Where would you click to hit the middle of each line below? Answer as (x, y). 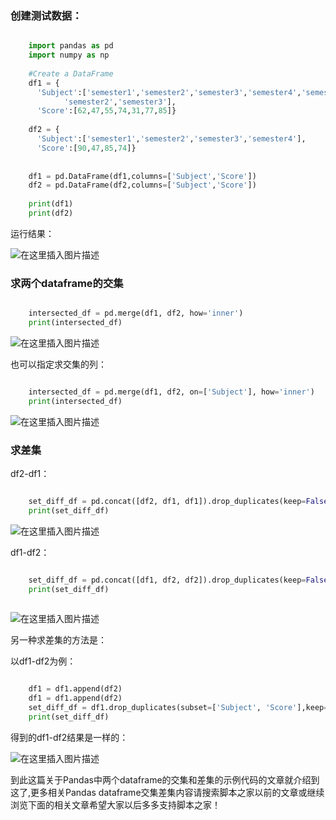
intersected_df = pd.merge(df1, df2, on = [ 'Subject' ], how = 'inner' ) (171, 392)
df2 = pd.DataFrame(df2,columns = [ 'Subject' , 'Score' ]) (142, 185)
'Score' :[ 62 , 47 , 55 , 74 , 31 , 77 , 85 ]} (106, 111)
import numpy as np (69, 55)
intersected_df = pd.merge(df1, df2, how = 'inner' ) (136, 313)
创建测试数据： (46, 15)
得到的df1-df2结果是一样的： (69, 737)
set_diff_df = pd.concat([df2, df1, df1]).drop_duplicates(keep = (167, 502)
